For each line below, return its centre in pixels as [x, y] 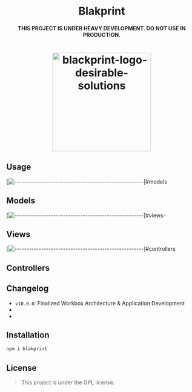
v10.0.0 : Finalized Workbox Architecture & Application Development [100, 303]
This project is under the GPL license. [68, 382]
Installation [28, 335]
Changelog [28, 289]
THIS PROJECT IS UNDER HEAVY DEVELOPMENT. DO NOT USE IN [102, 28]
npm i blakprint [27, 349]
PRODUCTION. [102, 35]
